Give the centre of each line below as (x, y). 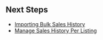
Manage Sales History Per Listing (55, 30)
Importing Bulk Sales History (50, 24)
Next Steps (27, 10)
